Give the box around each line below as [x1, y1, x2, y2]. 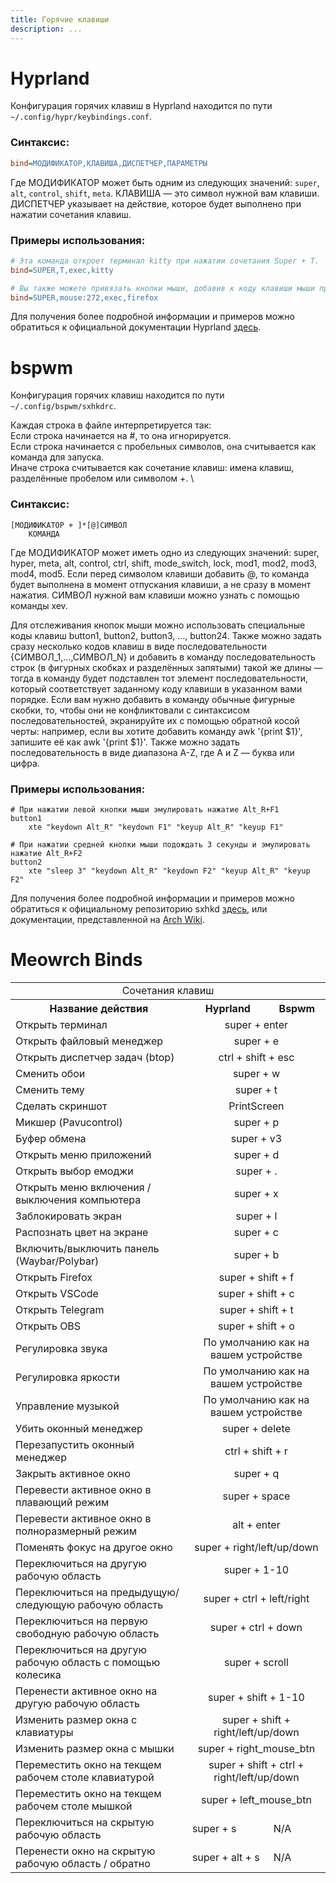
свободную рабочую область [15, 1626, 160, 1640]
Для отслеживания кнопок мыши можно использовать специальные [10, 619, 306, 631]
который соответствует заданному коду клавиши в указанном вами [10, 682, 303, 695]
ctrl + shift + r [224, 1444, 288, 1458]
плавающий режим [15, 1495, 110, 1509]
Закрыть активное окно [15, 1466, 131, 1480]
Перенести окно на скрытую [15, 1844, 156, 1858]
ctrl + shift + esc [218, 1050, 295, 1064]
